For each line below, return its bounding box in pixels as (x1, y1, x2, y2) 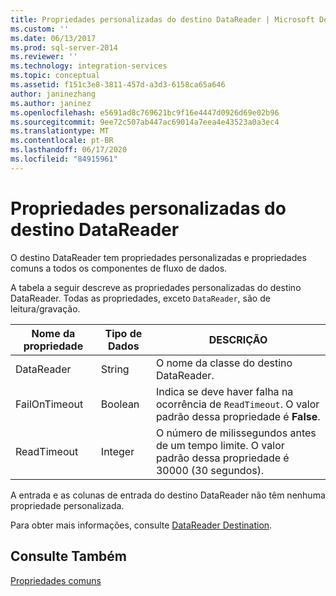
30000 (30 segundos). (155, 463, 265, 477)
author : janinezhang (10, 89, 97, 99)
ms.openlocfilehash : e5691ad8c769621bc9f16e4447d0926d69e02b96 (10, 107, 280, 118)
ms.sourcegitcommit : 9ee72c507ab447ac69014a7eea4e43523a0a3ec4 (10, 117, 280, 127)
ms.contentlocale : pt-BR (10, 136, 114, 146)
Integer (100, 444, 135, 458)
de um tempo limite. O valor (155, 438, 285, 452)
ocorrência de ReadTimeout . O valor (155, 397, 320, 411)
